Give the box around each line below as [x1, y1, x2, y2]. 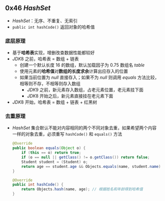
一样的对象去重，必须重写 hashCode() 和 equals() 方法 [12, 131, 123, 137]
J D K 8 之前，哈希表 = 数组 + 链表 [12, 56, 79, 62]
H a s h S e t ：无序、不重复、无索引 [12, 17, 78, 24]
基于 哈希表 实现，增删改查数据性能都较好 [12, 50, 95, 56]
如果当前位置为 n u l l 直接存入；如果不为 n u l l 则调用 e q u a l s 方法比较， [19, 74, 160, 81]
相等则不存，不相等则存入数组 [19, 81, 81, 87]
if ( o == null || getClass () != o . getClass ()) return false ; [21, 155, 150, 160]
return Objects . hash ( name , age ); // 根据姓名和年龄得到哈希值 [21, 187, 143, 192]
